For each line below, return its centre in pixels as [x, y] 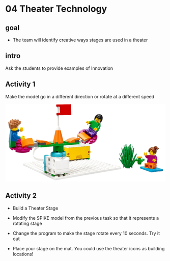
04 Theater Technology [56, 9]
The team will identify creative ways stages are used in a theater [80, 40]
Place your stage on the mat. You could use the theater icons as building [89, 248]
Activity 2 [21, 196]
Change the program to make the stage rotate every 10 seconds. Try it [86, 233]
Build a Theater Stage [35, 208]
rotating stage [27, 223]
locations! [23, 254]
